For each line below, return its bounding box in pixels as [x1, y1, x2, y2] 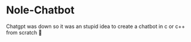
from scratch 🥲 [6, 29, 42, 36]
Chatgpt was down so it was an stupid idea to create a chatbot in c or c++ [6, 23, 185, 30]
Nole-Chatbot [6, 3, 75, 17]
